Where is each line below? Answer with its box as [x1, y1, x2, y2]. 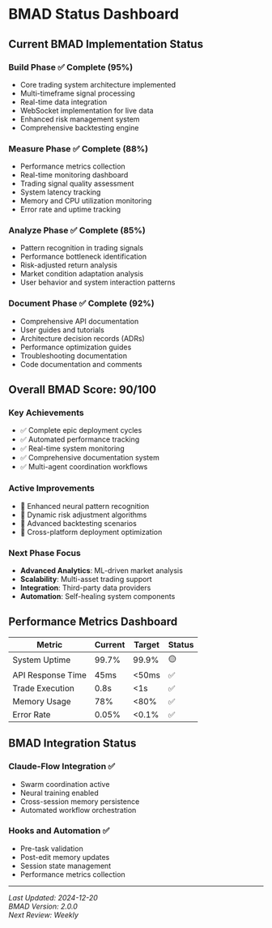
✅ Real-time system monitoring [19, 443, 125, 454]
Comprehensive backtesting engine [19, 122, 139, 132]
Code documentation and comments [19, 359, 142, 369]
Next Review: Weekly [8, 909, 79, 920]
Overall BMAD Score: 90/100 [8, 383, 156, 397]
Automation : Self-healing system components [19, 592, 176, 601]
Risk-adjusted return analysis [19, 260, 117, 270]
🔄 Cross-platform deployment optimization [19, 527, 163, 537]
